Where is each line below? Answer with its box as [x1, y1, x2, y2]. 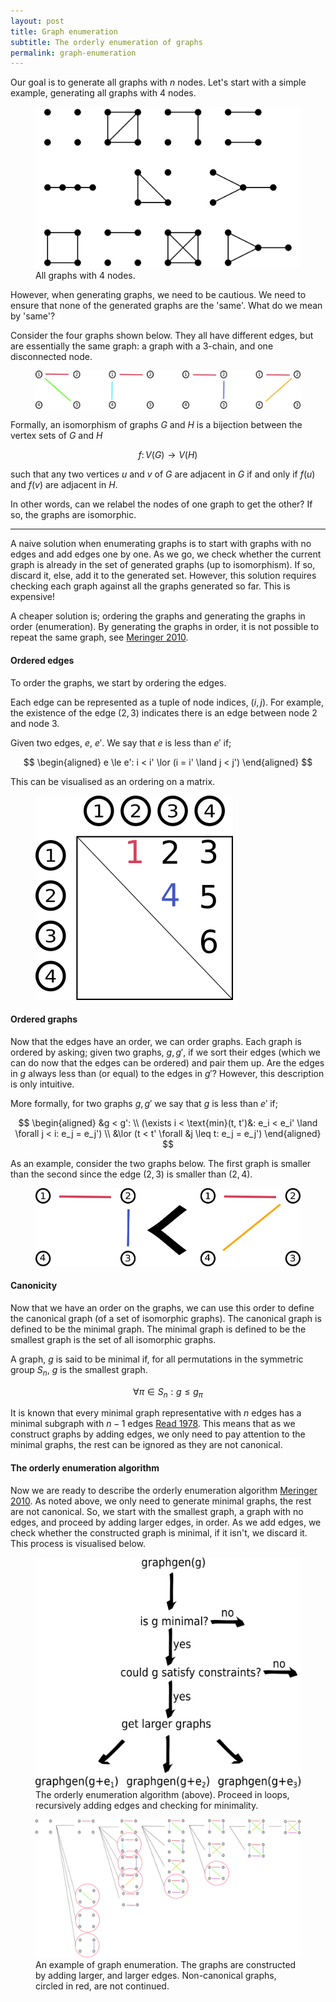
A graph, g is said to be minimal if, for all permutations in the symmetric [10, 1353, 304, 1365]
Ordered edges [10, 655, 75, 667]
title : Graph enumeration [10, 26, 118, 37]
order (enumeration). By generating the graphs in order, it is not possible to [10, 621, 320, 633]
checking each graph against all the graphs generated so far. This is [10, 580, 291, 592]
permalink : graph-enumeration [10, 48, 137, 58]
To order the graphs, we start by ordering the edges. [10, 676, 227, 689]
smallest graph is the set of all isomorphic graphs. [10, 1333, 217, 1345]
